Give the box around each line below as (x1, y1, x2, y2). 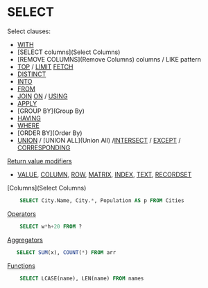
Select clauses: (7, 27, 51, 35)
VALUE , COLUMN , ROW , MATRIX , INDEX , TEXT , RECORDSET (17, 170, 192, 179)
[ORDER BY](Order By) (17, 129, 83, 137)
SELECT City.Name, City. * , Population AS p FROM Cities (19, 197, 185, 204)
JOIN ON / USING (17, 91, 68, 100)
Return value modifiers (7, 156, 72, 165)
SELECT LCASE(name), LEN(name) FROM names (19, 275, 144, 282)
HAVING (17, 114, 42, 122)
